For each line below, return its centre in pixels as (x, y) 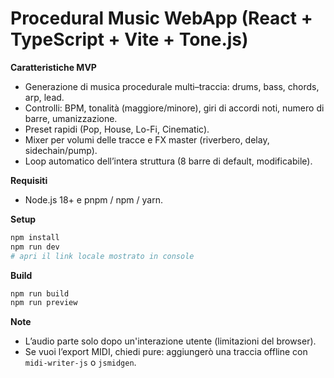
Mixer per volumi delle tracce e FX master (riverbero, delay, (147, 139)
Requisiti (29, 180)
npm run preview (44, 303)
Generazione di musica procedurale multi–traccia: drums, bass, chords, (172, 86)
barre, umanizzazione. (71, 118)
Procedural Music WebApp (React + (161, 18)
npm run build (40, 293)
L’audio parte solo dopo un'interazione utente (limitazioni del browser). (170, 341)
